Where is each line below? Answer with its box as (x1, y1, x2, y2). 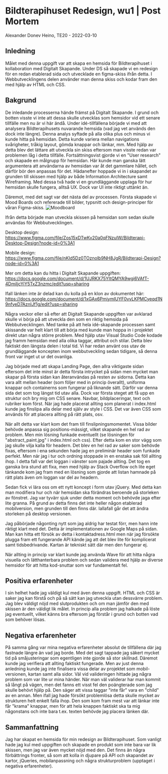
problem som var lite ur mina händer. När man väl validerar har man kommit (5, 677, 161, 683)
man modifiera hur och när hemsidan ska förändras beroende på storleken (5, 489, 159, 495)
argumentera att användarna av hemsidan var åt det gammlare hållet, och (5, 163, 157, 169)
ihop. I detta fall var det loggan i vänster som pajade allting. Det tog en (5, 458, 150, 464)
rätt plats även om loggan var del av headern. (5, 474, 99, 480)
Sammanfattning (5, 723, 59, 731)
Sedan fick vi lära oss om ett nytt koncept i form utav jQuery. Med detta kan (5, 484, 161, 490)
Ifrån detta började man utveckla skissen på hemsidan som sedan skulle (5, 214, 154, 220)
